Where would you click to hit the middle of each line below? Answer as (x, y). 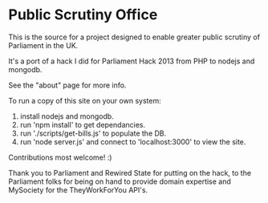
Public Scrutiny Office (83, 15)
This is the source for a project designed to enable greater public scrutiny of (134, 37)
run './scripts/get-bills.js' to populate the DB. (93, 133)
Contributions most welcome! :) (60, 157)
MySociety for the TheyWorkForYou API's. (78, 189)
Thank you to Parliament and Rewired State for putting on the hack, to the (130, 173)
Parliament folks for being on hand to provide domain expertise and (120, 181)
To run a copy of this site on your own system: (85, 100)
